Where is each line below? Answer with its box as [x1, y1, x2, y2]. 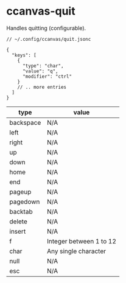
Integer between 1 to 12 [46, 237, 117, 245]
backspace [9, 118, 41, 127]
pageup [9, 187, 32, 196]
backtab [9, 207, 33, 215]
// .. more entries [17, 84, 67, 90]
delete [9, 217, 27, 226]
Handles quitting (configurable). [6, 24, 86, 32]
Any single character [46, 246, 107, 255]
